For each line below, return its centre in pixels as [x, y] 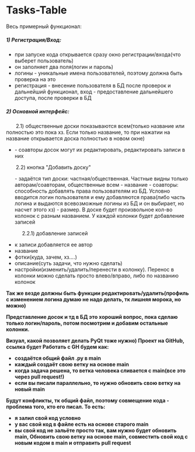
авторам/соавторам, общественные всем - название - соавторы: [96, 185]
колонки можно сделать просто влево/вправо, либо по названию [97, 276]
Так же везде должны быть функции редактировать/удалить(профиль [97, 293]
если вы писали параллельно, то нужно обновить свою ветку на [97, 383]
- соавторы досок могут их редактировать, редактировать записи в [100, 149]
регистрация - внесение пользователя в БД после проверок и [93, 85]
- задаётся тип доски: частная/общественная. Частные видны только [101, 178]
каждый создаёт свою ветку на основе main [72, 364]
